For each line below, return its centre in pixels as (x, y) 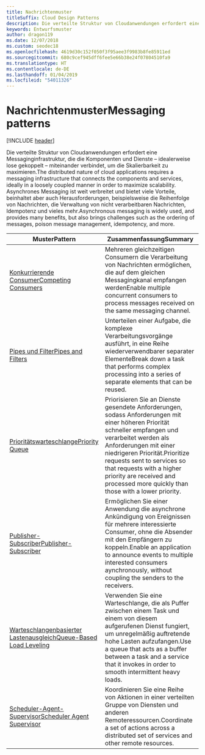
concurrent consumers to (141, 296)
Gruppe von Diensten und (142, 705)
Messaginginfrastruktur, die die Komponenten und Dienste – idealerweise (99, 159)
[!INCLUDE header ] (31, 141)
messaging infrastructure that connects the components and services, (95, 179)
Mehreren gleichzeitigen (140, 250)
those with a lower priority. (143, 492)
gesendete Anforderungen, (143, 407)
